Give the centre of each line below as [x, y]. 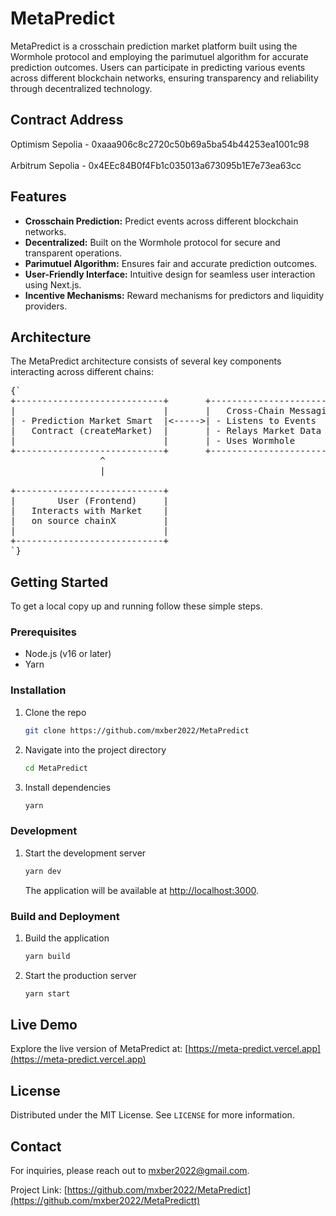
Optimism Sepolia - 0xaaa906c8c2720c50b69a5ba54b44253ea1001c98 [160, 144]
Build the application [67, 938]
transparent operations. [73, 253]
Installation [38, 690]
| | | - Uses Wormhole [153, 441]
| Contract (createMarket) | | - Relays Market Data [166, 431]
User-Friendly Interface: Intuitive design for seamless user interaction [170, 274]
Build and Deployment [65, 916]
